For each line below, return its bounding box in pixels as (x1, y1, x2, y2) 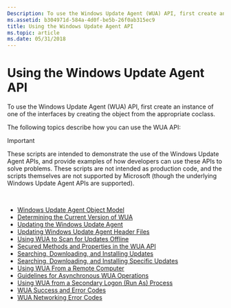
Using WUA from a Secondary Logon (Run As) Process (16, 279, 173, 287)
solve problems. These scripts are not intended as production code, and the (7, 164, 222, 173)
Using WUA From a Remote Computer (16, 264, 125, 272)
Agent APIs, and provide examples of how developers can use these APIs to (7, 157, 222, 166)
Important (7, 137, 35, 145)
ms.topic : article (7, 29, 60, 36)
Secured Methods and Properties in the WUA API (16, 242, 157, 251)
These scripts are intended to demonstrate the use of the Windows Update (7, 150, 219, 158)
